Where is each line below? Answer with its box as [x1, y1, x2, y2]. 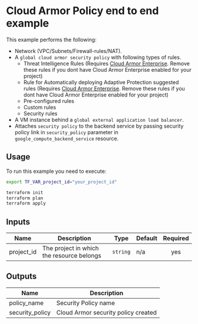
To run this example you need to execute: [6, 168, 107, 175]
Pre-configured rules [23, 97, 75, 104]
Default [136, 234, 158, 242]
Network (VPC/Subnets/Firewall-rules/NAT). [14, 47, 122, 54]
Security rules [23, 110, 58, 117]
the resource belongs [42, 252, 101, 260]
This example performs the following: [6, 36, 97, 43]
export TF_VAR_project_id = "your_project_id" [6, 179, 117, 185]
